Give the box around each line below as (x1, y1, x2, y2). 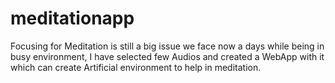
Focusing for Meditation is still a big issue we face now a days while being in (10, 40, 325, 52)
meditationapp (10, 7, 135, 30)
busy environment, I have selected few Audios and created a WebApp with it (10, 50, 325, 62)
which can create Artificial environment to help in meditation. (10, 61, 262, 73)
